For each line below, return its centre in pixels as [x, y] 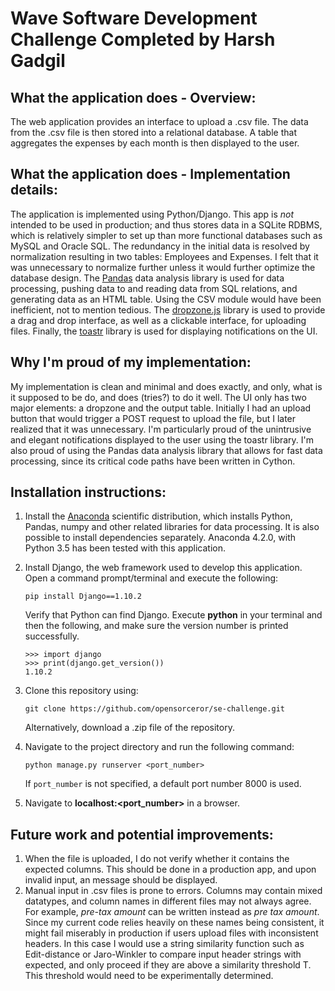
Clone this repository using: [81, 691]
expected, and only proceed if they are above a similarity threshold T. [168, 965]
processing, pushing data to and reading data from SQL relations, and [154, 288]
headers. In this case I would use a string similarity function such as [164, 944]
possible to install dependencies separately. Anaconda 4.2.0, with [160, 538]
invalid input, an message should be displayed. [121, 880]
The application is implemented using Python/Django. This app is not [152, 214]
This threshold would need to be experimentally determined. [149, 976]
